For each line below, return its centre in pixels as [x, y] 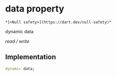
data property [35, 9]
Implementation [31, 57]
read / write [17, 41]
